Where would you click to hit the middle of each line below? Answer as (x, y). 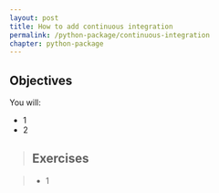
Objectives (41, 80)
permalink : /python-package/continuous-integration (109, 35)
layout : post (34, 18)
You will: (25, 102)
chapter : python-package (57, 43)
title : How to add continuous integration (91, 27)
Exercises (60, 159)
